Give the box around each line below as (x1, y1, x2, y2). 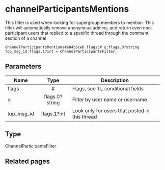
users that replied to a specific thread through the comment (27, 30, 149, 36)
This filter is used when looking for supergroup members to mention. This (5, 20, 154, 25)
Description (101, 77, 129, 84)
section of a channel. (5, 35, 48, 41)
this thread (72, 113, 97, 120)
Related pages (5, 157, 50, 165)
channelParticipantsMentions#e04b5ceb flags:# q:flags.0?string (5, 45, 139, 49)
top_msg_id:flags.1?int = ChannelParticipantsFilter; (5, 49, 118, 54)
